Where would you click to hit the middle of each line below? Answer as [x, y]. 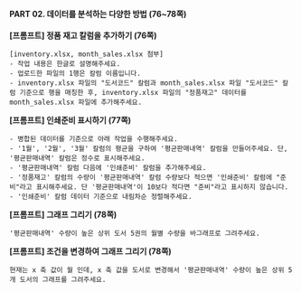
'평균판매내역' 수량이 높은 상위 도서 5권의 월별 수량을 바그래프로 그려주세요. [135, 234]
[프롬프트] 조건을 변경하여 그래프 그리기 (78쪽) [90, 251]
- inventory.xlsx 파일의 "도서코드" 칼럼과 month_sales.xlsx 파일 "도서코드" [144, 83]
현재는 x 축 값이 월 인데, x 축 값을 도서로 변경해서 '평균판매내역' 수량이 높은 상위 [147, 270]
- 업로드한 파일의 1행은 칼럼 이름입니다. [75, 74]
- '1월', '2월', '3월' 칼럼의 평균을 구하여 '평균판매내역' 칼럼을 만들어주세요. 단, [149, 149]
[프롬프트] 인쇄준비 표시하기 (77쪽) [71, 120]
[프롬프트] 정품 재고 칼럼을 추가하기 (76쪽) [83, 35]
